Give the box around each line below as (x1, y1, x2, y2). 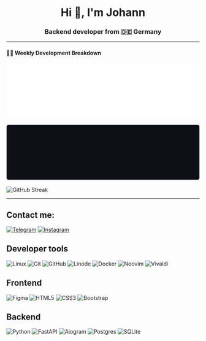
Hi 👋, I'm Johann (60, 6, 146, 20)
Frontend (6, 278, 42, 288)
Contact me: (6, 210, 55, 220)
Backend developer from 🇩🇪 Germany (44, 28, 162, 36)
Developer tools (6, 243, 69, 254)
